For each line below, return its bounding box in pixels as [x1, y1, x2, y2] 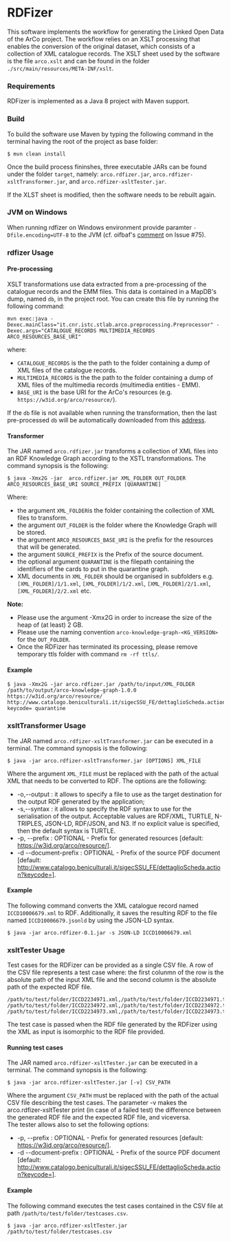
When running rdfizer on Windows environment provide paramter [7, 223, 192, 231]
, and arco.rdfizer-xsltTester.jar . [65, 177, 166, 185]
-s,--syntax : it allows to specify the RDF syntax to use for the [16, 804, 192, 813]
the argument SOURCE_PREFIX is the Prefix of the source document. [16, 550, 204, 559]
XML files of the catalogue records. [16, 366, 118, 374]
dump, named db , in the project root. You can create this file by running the [7, 295, 219, 303]
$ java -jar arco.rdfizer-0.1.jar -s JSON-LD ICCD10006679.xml [7, 929, 192, 936]
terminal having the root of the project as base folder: [7, 137, 158, 145]
